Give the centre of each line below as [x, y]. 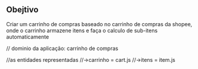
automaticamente [28, 37]
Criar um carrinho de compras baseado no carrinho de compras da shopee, [99, 24]
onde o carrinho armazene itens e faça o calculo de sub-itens [82, 30]
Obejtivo [22, 10]
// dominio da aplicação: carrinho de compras [62, 48]
